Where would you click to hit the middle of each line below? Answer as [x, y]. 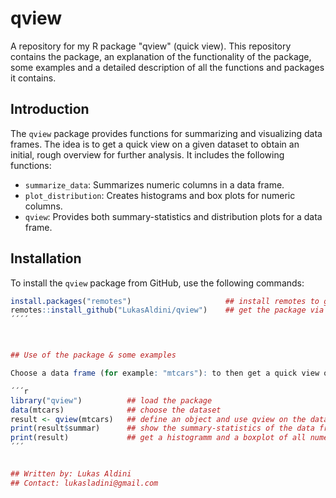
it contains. [33, 78]
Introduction [50, 109]
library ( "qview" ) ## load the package [111, 400]
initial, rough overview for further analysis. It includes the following [147, 154]
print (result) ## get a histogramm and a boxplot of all [158, 438]
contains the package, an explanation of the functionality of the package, [161, 56]
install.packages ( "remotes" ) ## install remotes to [165, 301]
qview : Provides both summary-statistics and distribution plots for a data [173, 216]
